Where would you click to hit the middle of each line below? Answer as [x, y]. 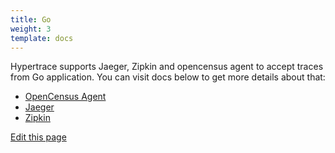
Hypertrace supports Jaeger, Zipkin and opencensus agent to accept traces [167, 67]
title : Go [31, 19]
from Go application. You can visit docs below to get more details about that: [168, 77]
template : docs [42, 38]
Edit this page [38, 137]
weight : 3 [31, 29]
